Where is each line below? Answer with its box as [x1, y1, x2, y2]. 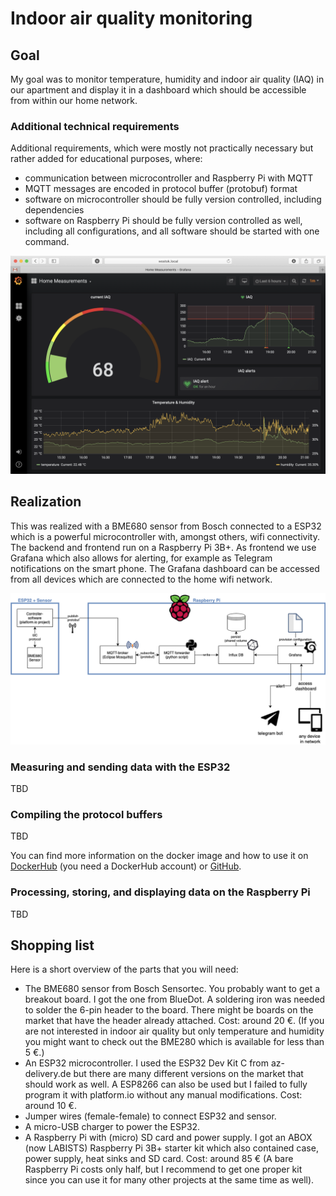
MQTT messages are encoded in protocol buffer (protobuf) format [24, 183, 298, 195]
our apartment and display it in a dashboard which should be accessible [10, 84, 307, 96]
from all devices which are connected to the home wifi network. [10, 573, 273, 585]
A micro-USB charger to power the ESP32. [24, 1121, 201, 1133]
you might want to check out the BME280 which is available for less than [24, 1036, 325, 1048]
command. [24, 236, 70, 248]
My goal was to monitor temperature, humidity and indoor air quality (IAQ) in [10, 73, 325, 85]
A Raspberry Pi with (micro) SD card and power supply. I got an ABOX [24, 1132, 313, 1144]
